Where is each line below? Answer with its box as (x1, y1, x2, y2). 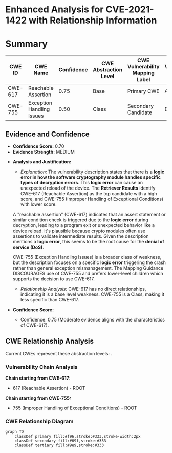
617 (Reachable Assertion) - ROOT (12, 385, 85, 391)
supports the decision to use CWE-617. (12, 276, 95, 282)
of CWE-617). (20, 322, 49, 328)
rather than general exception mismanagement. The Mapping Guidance (12, 265, 164, 271)
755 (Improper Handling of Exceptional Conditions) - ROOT (12, 405, 137, 411)
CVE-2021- (105, 4, 155, 15)
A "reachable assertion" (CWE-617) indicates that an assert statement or (12, 211, 166, 217)
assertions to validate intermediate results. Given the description (12, 233, 149, 239)
